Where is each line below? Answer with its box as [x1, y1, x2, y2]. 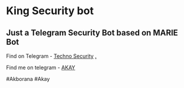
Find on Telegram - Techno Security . [6, 53, 97, 60]
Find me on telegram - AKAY [6, 64, 75, 71]
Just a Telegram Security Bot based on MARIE [6, 28, 178, 38]
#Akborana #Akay [6, 76, 50, 82]
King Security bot [6, 4, 94, 18]
